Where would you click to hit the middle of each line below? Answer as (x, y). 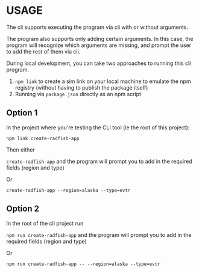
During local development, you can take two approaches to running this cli (99, 63)
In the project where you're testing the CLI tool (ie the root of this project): (98, 127)
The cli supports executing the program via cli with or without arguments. (97, 27)
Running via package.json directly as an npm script (78, 94)
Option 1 (22, 113)
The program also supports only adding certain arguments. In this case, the (100, 38)
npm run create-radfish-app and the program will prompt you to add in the (99, 235)
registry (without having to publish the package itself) (81, 87)
